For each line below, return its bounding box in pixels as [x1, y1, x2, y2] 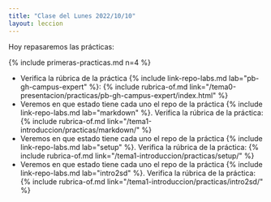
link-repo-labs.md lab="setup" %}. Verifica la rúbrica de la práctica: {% [19, 142, 260, 152]
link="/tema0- [189, 82, 237, 92]
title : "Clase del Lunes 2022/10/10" [8, 11, 136, 20]
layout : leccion [8, 19, 63, 28]
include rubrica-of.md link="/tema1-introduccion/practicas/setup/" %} [19, 151, 255, 161]
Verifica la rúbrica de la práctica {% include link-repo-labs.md [19, 73, 227, 83]
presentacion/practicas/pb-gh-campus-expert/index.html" [19, 90, 217, 100]
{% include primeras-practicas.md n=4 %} [8, 58, 152, 67]
